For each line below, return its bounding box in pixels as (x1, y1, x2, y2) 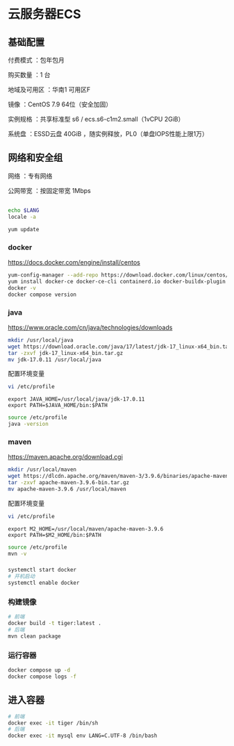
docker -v (8, 284, 37, 292)
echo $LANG (8, 207, 40, 214)
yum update (8, 226, 40, 233)
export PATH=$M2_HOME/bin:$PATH (8, 531, 101, 538)
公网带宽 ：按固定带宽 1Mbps (8, 186, 91, 194)
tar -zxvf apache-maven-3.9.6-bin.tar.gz (8, 479, 130, 486)
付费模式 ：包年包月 (8, 56, 65, 64)
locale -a (8, 213, 37, 221)
